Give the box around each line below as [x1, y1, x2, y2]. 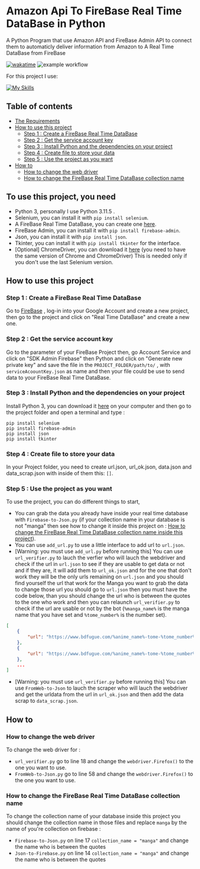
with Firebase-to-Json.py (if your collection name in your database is [14, 516, 185, 524]
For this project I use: [6, 72, 58, 79]
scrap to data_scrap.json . [14, 697, 79, 705]
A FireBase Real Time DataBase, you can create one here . [14, 220, 157, 228]
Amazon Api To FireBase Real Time [6, 4, 182, 18]
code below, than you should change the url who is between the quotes [14, 592, 190, 599]
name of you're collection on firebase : [6, 825, 101, 833]
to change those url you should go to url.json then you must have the [14, 586, 187, 593]
